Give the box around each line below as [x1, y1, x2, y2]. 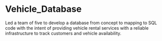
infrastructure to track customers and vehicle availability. [5, 30, 122, 36]
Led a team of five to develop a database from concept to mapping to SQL [5, 20, 158, 26]
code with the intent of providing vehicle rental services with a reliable [5, 25, 149, 31]
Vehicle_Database [5, 3, 82, 15]
